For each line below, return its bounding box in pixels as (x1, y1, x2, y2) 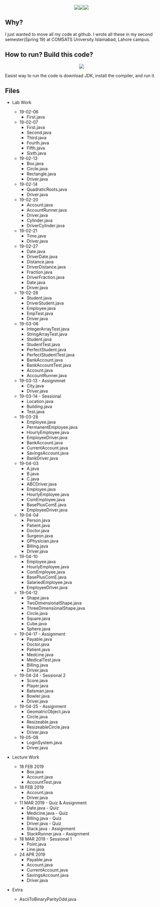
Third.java (26, 135, 47, 141)
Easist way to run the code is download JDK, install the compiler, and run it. (5, 73, 156, 78)
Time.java (26, 233, 46, 239)
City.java (26, 383, 44, 389)
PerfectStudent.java (26, 347, 66, 353)
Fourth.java (26, 140, 49, 146)
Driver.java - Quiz (26, 820, 62, 827)
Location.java (26, 399, 54, 404)
